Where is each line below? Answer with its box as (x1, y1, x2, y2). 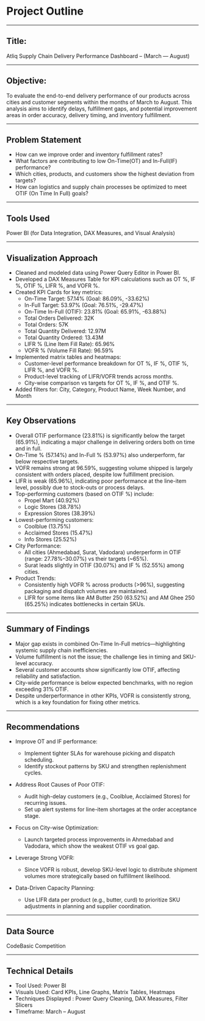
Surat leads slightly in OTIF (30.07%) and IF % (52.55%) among (24, 561, 184, 569)
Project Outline (6, 4, 84, 18)
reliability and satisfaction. (15, 673, 81, 680)
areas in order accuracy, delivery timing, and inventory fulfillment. (6, 111, 172, 118)
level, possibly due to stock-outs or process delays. (15, 483, 145, 491)
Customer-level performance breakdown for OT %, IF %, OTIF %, (24, 360, 189, 367)
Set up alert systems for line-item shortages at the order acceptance (24, 806, 197, 813)
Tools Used (6, 213, 50, 223)
